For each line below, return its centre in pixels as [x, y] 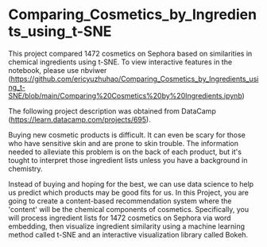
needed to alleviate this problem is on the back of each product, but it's [125, 152]
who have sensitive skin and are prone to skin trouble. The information [123, 143]
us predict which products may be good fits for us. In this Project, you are [128, 192]
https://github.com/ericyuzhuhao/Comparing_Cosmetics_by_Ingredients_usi [135, 79]
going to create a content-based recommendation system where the [120, 201]
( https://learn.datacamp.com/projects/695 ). [79, 119]
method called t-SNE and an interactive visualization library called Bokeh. [128, 234]
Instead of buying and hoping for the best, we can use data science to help [131, 183]
